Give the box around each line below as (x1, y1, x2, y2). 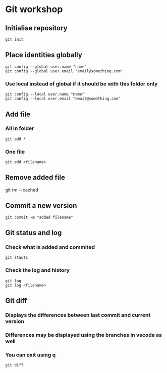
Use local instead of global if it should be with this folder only (5, 80, 158, 87)
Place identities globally (5, 51, 82, 59)
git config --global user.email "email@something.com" (5, 68, 123, 74)
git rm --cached (5, 186, 39, 193)
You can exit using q (5, 351, 56, 358)
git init (5, 37, 24, 42)
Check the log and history (5, 267, 70, 274)
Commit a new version (5, 201, 77, 210)
